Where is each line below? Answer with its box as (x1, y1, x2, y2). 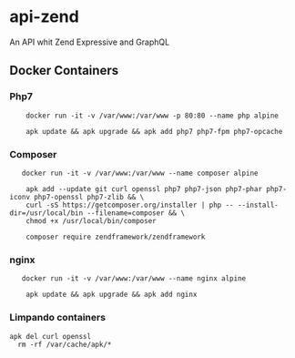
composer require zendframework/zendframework (25, 232, 206, 241)
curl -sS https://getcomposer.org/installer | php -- (25, 200, 234, 210)
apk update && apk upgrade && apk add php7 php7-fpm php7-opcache (25, 127, 283, 136)
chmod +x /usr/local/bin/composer (25, 216, 157, 225)
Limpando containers (9, 312, 107, 324)
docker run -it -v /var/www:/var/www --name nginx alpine (21, 274, 247, 283)
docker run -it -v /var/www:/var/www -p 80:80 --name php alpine (25, 111, 280, 120)
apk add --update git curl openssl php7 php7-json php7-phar (25, 184, 262, 193)
